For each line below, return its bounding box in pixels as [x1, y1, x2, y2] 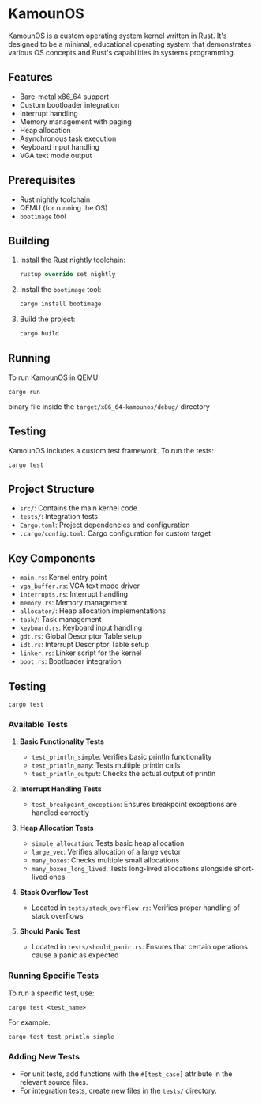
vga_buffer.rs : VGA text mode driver [19, 581, 140, 590]
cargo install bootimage [19, 300, 102, 309]
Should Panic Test [19, 927, 80, 936]
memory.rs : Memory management [19, 598, 128, 608]
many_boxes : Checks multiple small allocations [31, 855, 180, 865]
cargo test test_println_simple [8, 1033, 114, 1040]
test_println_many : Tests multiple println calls [31, 760, 181, 770]
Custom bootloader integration [19, 100, 120, 109]
